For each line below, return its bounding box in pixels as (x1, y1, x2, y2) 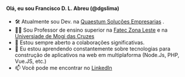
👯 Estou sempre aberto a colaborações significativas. (14, 39, 145, 46)
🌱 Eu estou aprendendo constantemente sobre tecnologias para (14, 45, 171, 52)
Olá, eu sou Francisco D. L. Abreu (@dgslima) (6, 5, 119, 12)
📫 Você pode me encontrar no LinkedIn (14, 65, 112, 72)
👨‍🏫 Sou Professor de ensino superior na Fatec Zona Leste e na (14, 26, 168, 34)
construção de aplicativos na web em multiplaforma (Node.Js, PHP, (14, 52, 180, 59)
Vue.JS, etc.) (14, 58, 47, 65)
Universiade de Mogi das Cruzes (14, 33, 95, 40)
